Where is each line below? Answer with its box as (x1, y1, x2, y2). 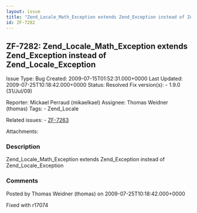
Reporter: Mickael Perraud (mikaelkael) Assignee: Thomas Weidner (6, 99, 168, 106)
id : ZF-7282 (6, 19, 35, 25)
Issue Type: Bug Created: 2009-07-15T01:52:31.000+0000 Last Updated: (6, 75, 183, 82)
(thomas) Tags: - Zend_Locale (6, 105, 79, 112)
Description (6, 143, 40, 151)
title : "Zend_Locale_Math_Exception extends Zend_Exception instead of (6, 14, 185, 20)
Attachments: (6, 128, 39, 135)
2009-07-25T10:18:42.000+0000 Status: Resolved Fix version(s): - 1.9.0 (6, 82, 181, 89)
